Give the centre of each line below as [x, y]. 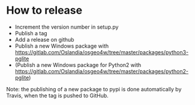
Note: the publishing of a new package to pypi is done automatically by [94, 89]
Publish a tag [31, 33]
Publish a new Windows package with [62, 46]
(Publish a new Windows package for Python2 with [78, 65]
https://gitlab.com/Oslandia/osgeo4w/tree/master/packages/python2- [102, 71]
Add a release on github [44, 39]
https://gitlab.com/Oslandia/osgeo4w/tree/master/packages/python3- [102, 52]
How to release [44, 10]
